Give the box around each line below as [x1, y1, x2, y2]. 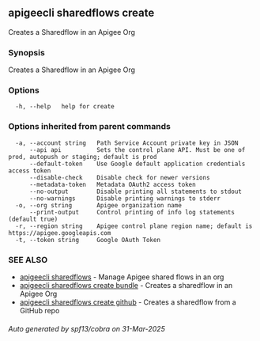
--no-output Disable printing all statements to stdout [28, 188, 243, 195]
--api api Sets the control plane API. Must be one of [28, 146, 246, 153]
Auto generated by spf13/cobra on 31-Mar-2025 [8, 324, 166, 333]
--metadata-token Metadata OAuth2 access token [28, 180, 196, 188]
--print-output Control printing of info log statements [28, 208, 236, 216]
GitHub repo [19, 306, 60, 315]
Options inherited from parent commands [8, 121, 171, 132]
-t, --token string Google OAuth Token [15, 236, 160, 244]
